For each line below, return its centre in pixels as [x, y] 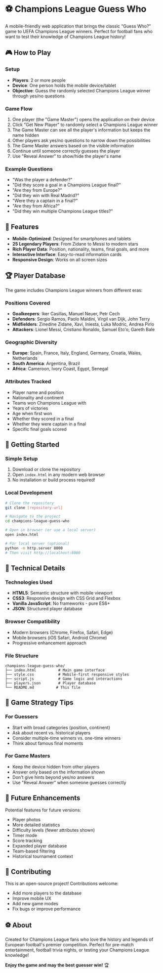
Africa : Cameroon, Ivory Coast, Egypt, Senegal [60, 369]
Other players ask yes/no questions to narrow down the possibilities [81, 140]
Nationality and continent [38, 397]
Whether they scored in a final [43, 419]
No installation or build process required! [54, 480]
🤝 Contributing [28, 872]
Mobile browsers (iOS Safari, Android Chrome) [60, 637]
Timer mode [25, 835]
